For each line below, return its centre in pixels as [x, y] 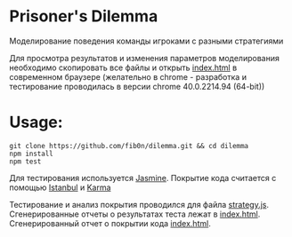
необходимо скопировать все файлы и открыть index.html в [123, 67]
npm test [25, 162]
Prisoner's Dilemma [84, 16]
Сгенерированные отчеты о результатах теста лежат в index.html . [135, 214]
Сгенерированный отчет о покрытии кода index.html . [110, 223]
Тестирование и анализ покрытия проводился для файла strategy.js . [139, 204]
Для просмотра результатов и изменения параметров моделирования [145, 58]
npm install [31, 154]
